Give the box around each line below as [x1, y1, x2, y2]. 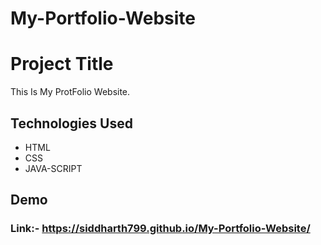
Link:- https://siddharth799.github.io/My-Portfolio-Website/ [10, 222, 311, 236]
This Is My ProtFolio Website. [10, 86, 131, 98]
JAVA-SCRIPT [24, 162, 83, 174]
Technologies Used [10, 115, 133, 132]
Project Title [10, 53, 114, 76]
